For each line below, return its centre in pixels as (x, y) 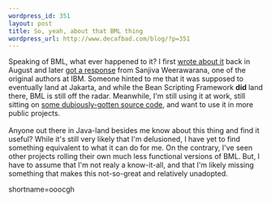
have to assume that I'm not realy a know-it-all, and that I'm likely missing (131, 165)
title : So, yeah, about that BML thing (76, 31)
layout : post (30, 24)
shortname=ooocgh (41, 189)
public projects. (34, 114)
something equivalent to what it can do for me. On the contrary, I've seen (131, 148)
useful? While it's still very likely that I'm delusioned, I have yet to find (125, 140)
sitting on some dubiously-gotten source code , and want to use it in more (131, 105)
